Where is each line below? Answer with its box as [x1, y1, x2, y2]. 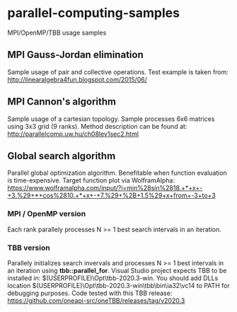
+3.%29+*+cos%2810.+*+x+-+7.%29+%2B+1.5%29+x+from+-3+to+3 [7, 191, 216, 200]
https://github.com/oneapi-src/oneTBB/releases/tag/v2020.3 [7, 296, 185, 305]
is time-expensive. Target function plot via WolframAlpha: [7, 176, 175, 185]
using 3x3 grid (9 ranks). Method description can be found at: [7, 122, 187, 130]
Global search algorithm [7, 150, 116, 162]
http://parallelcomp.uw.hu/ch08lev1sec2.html [7, 129, 139, 138]
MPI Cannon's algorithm [7, 96, 117, 108]
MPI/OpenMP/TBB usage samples [7, 28, 107, 37]
